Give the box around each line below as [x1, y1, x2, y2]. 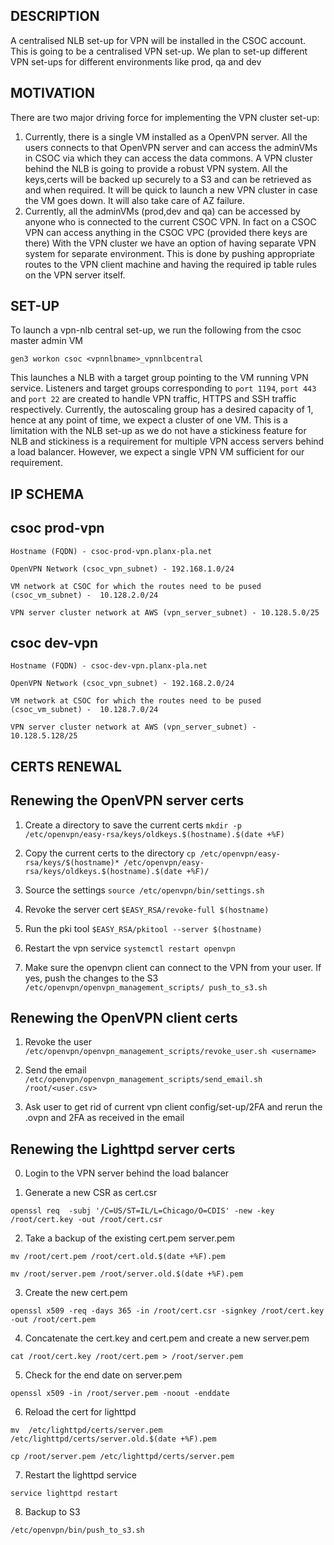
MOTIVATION [10, 85, 95, 102]
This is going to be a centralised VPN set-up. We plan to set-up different [10, 45, 308, 57]
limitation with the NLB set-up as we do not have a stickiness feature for [10, 425, 307, 437]
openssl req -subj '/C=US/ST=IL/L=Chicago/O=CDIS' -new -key [10, 1206, 275, 1216]
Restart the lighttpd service [24, 1469, 137, 1481]
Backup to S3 [24, 1506, 81, 1518]
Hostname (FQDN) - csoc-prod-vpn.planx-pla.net [10, 546, 213, 556]
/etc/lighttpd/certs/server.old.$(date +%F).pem [10, 1434, 217, 1444]
